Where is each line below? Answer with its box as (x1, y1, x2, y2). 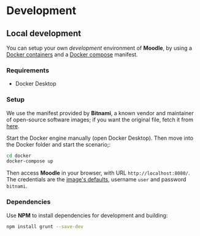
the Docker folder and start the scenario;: (6, 140, 111, 148)
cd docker (6, 153, 32, 159)
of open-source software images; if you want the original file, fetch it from (6, 116, 193, 123)
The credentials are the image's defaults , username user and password (6, 176, 187, 183)
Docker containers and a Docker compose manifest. (6, 51, 138, 58)
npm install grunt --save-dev (6, 223, 84, 230)
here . (6, 122, 20, 129)
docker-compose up (6, 158, 53, 164)
